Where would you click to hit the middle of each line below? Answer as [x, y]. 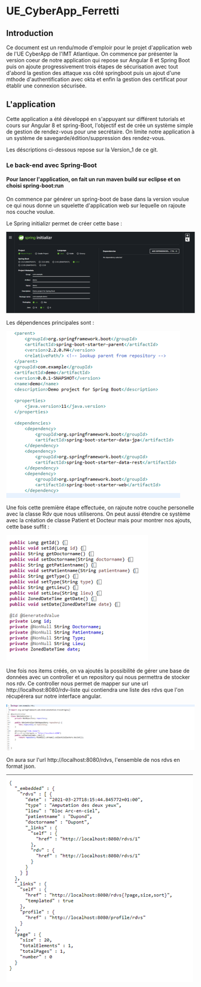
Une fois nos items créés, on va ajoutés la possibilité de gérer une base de [98, 671]
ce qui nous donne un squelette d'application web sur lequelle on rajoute [96, 205]
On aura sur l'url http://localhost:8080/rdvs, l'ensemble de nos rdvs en [93, 760]
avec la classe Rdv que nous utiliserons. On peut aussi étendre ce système [98, 514]
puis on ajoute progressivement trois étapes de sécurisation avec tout [92, 66]
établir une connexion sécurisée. [46, 86]
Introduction [30, 33]
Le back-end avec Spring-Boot [52, 165]
